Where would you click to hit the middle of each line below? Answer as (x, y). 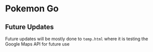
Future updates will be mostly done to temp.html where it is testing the (77, 39)
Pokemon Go (32, 9)
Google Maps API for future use (37, 44)
